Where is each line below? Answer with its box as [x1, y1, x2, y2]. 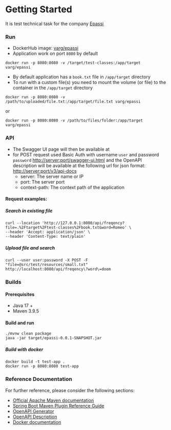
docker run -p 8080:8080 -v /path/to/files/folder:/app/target [5, 118, 143, 124]
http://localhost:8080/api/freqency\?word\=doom [5, 267, 111, 272]
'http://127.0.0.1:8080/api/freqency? [41, 220, 125, 226]
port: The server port [20, 178, 65, 185]
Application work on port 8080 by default [12, 50, 98, 57]
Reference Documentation [5, 376, 73, 383]
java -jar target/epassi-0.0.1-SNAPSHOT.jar [5, 336, 102, 341]
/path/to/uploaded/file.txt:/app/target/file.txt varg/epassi [5, 99, 141, 105]
